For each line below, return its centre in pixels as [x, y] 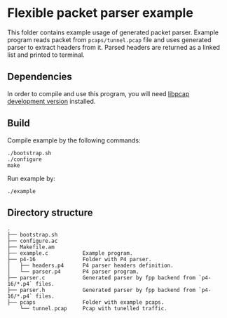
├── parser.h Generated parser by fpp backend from [102, 290]
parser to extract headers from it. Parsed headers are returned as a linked [114, 47]
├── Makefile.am [31, 247]
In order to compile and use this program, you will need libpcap [98, 93]
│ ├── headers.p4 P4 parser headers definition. [90, 266]
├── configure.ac [33, 241]
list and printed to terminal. [46, 55]
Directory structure [50, 212]
